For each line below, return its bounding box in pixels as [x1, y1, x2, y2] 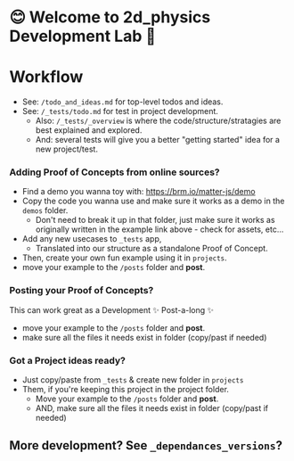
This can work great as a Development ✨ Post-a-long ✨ [9, 304, 214, 315]
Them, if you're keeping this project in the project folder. [21, 384, 230, 395]
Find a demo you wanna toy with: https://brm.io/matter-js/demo [21, 186, 256, 197]
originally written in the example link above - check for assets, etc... [35, 224, 284, 235]
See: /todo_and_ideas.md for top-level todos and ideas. [21, 96, 224, 107]
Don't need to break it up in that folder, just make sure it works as [35, 215, 275, 226]
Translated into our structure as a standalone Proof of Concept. [35, 243, 269, 254]
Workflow [9, 67, 84, 87]
